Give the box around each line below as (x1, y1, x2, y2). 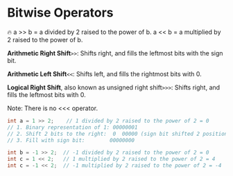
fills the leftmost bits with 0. (7, 90, 86, 98)
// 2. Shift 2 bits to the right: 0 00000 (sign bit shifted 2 (7, 130, 200, 137)
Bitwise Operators (7, 5, 114, 21)
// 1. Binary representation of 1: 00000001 (7, 123, 138, 131)
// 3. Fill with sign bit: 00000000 (7, 137, 135, 143)
